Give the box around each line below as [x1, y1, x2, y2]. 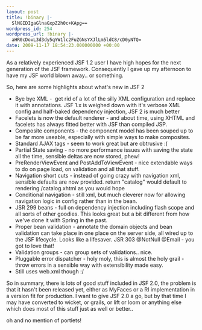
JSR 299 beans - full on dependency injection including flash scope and [14, 204, 195, 211]
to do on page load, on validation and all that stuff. [14, 165, 140, 172]
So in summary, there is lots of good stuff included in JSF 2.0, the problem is [6, 279, 197, 287]
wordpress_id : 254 [6, 25, 52, 32]
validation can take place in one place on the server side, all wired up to [14, 229, 194, 237]
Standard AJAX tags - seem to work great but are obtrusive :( [14, 140, 168, 147]
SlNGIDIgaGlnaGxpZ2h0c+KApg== [11, 20, 87, 26]
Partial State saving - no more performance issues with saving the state [14, 146, 193, 154]
